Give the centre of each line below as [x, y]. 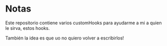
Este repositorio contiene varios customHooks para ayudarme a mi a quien [83, 23]
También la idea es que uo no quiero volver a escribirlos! [65, 38]
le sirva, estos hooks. [27, 28]
